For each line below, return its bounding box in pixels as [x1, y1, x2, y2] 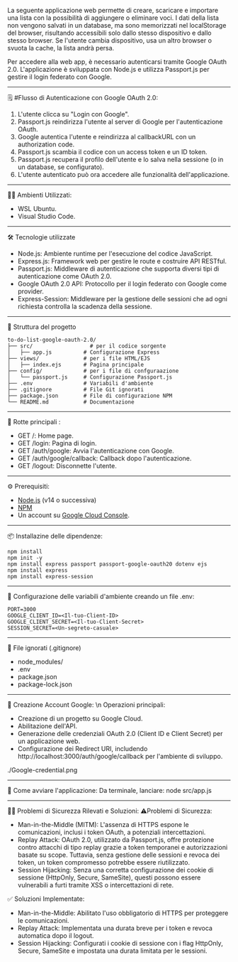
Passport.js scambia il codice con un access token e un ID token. [17, 148, 208, 156]
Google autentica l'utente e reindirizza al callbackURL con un [17, 133, 196, 141]
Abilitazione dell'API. [17, 722, 78, 730]
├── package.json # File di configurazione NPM [7, 392, 173, 399]
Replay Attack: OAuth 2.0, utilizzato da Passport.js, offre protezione [17, 836, 215, 844]
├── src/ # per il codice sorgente [7, 342, 166, 350]
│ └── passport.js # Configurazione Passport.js [7, 374, 173, 381]
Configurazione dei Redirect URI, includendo [17, 745, 148, 752]
